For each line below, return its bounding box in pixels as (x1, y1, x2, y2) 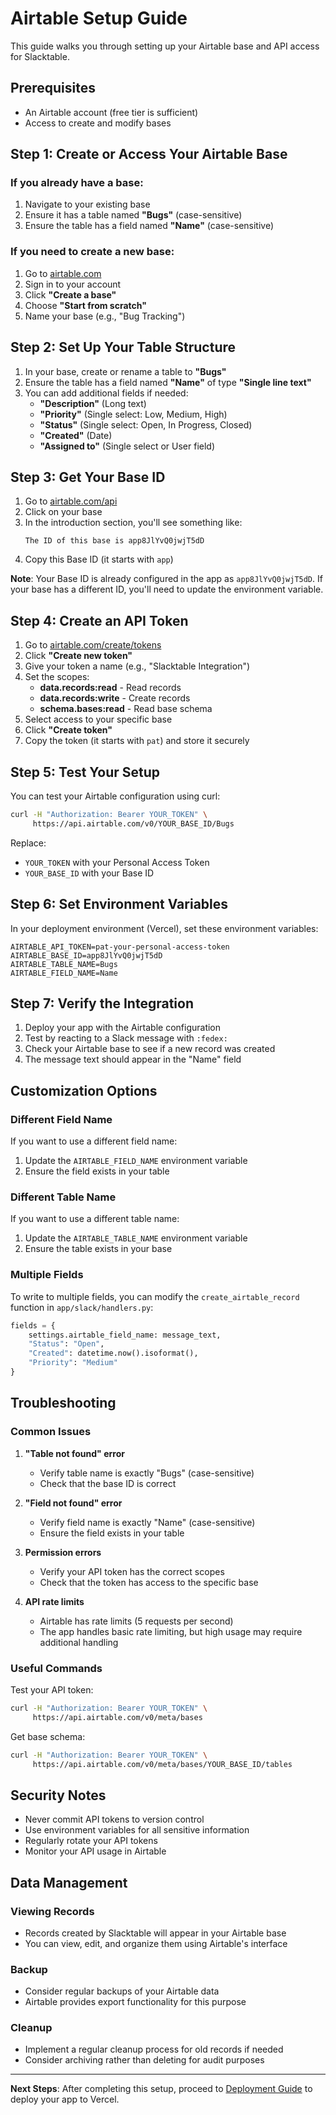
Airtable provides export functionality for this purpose (24, 1996, 247, 2008)
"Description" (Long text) (39, 397, 147, 409)
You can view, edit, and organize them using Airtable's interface (24, 1937, 288, 1949)
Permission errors (24, 1546, 102, 1558)
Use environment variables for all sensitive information (24, 1824, 250, 1836)
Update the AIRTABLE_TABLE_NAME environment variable (24, 1232, 248, 1244)
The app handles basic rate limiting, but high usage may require (39, 1625, 303, 1637)
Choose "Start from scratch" (24, 299, 147, 311)
